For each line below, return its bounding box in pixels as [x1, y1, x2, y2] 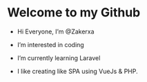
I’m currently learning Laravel [17, 53, 101, 62]
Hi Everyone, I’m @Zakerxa [17, 27, 95, 36]
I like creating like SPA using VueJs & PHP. [17, 67, 138, 75]
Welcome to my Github [7, 5, 141, 20]
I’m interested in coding [17, 40, 84, 49]
